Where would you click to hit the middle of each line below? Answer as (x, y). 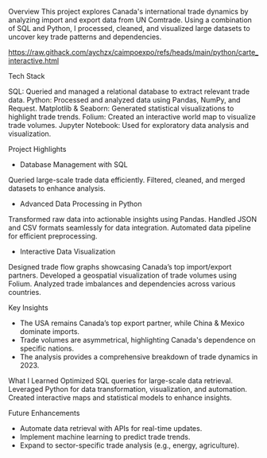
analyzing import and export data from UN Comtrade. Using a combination (130, 20)
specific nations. (47, 348)
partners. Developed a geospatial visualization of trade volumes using (122, 275)
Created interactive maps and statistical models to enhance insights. (120, 398)
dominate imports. (50, 332)
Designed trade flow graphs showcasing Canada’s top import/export (120, 267)
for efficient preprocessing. (53, 236)
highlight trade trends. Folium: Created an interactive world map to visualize (132, 117)
